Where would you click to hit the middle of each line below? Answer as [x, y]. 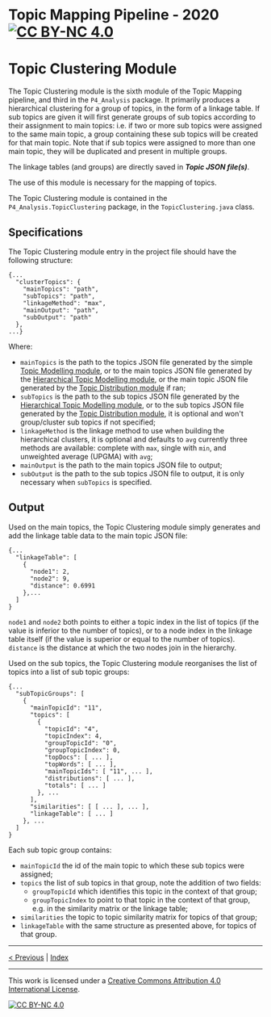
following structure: [41, 260]
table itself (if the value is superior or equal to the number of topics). [122, 638]
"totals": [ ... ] [75, 785]
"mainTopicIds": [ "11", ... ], [98, 771]
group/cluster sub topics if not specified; [88, 422]
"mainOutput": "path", [61, 310]
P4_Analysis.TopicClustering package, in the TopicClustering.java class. [131, 207]
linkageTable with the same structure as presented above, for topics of [138, 925]
